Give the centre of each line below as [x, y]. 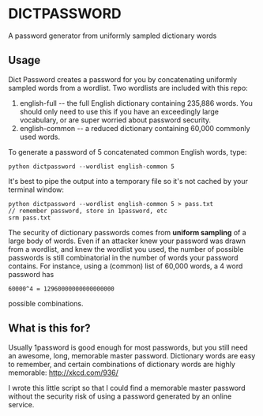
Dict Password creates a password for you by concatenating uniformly [123, 79]
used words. [40, 137]
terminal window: [36, 189]
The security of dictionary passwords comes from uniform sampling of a [127, 232]
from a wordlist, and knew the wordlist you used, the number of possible [126, 249]
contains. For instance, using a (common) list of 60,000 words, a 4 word [126, 266]
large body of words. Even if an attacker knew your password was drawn [127, 241]
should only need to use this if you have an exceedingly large [119, 111]
